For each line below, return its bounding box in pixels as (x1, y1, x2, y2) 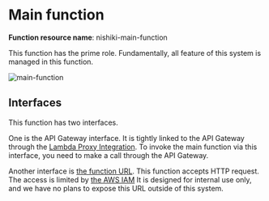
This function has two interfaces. (8, 118, 119, 127)
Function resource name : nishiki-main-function (8, 32, 168, 42)
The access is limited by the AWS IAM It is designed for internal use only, (8, 174, 253, 184)
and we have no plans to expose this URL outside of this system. (8, 183, 224, 193)
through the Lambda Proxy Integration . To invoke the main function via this (8, 142, 258, 152)
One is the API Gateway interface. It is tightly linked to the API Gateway (8, 133, 245, 143)
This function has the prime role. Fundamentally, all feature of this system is (8, 48, 262, 58)
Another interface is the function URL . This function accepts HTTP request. (8, 166, 259, 176)
